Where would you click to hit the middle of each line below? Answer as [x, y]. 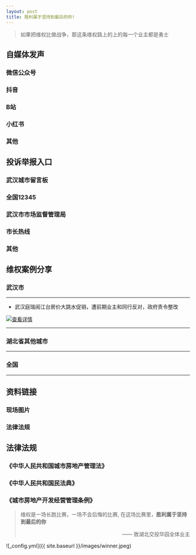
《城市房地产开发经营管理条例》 [51, 501]
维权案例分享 [29, 269]
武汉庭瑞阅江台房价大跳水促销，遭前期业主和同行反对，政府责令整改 [96, 307]
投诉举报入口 [29, 162]
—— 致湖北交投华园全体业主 [156, 534]
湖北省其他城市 [27, 342]
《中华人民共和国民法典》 [42, 483]
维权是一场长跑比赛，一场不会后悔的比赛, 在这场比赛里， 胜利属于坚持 [104, 514]
